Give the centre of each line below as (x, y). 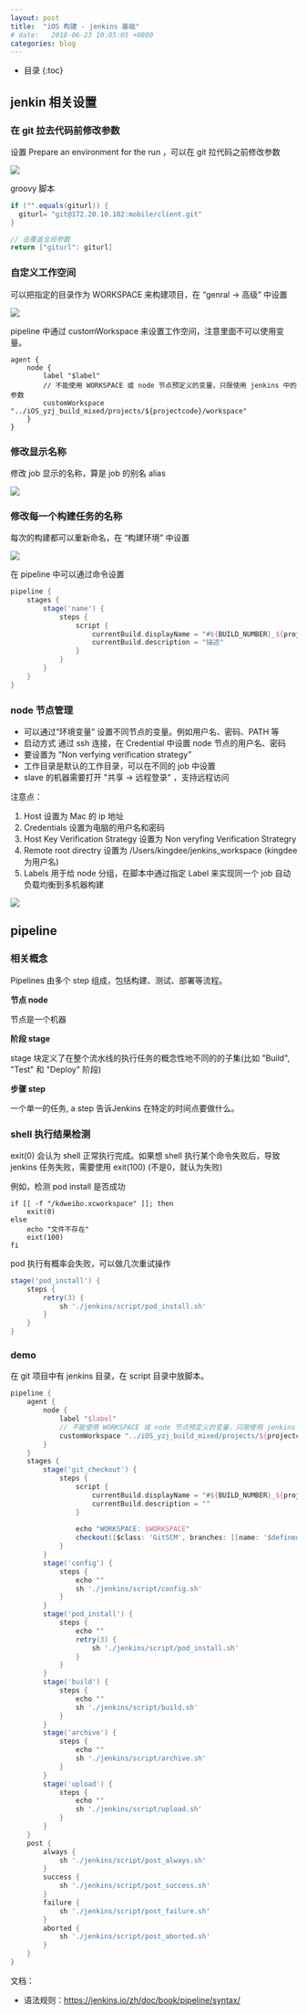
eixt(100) (46, 1237)
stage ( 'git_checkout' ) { (90, 1470)
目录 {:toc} (43, 70)
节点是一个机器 (38, 1019)
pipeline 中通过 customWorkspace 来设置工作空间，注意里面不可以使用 (143, 330)
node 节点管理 (42, 710)
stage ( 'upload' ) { (78, 1784)
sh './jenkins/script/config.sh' (139, 1589)
